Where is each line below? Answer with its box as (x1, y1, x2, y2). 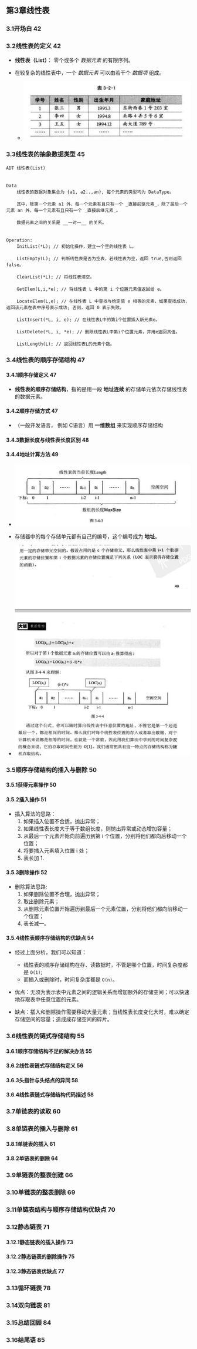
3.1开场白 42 (6, 25, 42, 33)
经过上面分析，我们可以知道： (14, 949, 87, 956)
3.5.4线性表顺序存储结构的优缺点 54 (6, 934, 94, 942)
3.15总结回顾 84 (6, 1318, 52, 1327)
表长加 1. (23, 854, 45, 861)
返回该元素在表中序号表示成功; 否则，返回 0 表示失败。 (6, 304, 124, 310)
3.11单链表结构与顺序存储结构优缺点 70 (6, 1206, 116, 1214)
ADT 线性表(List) (6, 165, 46, 171)
